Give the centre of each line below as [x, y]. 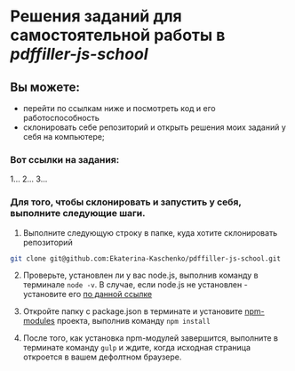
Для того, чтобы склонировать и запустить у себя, [126, 202]
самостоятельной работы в [118, 35]
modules [39, 321]
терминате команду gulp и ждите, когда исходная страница [137, 348]
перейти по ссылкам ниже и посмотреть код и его [119, 108]
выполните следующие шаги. [78, 214]
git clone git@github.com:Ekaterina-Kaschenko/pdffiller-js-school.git [145, 258]
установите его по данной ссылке [88, 294]
